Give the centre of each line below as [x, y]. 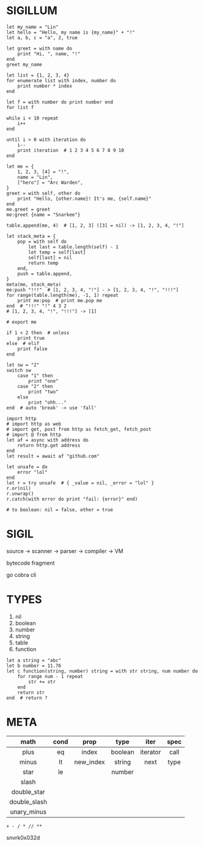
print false [32, 349]
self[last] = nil [50, 257]
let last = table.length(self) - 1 [74, 247]
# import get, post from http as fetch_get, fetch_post [79, 429]
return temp [44, 263]
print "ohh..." [48, 402]
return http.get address [49, 445]
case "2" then [35, 386]
